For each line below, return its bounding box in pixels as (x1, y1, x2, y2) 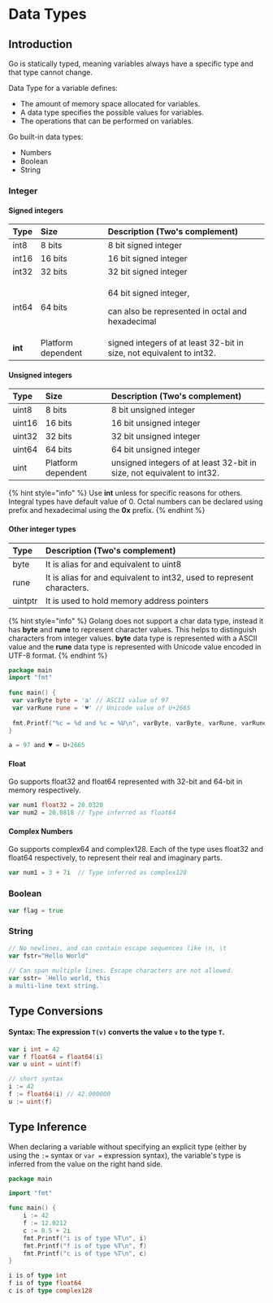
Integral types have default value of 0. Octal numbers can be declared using (8, 497, 263, 506)
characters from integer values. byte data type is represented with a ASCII (8, 633, 258, 643)
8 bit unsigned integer (110, 404, 196, 415)
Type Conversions (8, 1005, 103, 1019)
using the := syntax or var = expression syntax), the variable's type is (8, 1150, 241, 1160)
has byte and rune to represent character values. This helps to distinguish (8, 624, 258, 634)
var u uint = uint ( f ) (8, 1060, 82, 1069)
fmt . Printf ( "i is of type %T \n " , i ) (23, 1234, 148, 1242)
